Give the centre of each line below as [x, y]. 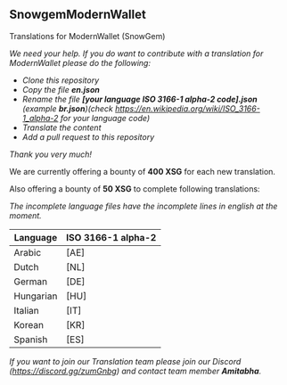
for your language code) [105, 118]
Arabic [28, 252]
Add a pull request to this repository [88, 136]
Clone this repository [61, 80]
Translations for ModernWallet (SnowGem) [87, 36]
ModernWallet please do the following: [80, 62]
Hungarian [36, 296]
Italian [27, 310]
